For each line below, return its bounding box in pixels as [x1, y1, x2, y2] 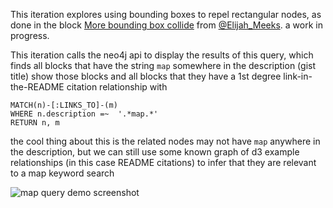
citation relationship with [66, 81, 168, 93]
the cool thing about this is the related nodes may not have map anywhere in [10, 135, 321, 147]
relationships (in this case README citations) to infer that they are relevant [10, 157, 317, 168]
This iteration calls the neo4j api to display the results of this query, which [10, 49, 314, 61]
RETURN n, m [10, 118, 60, 128]
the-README [10, 81, 65, 93]
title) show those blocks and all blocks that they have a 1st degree [10, 70, 282, 82]
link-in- [283, 70, 313, 82]
